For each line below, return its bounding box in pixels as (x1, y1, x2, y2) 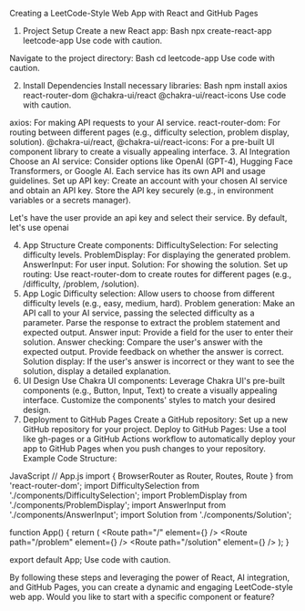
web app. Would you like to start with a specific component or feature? (9, 592, 275, 602)
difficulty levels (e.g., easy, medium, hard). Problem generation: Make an (22, 298, 296, 308)
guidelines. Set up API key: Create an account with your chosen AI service (9, 175, 289, 186)
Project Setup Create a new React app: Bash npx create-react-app (22, 26, 272, 36)
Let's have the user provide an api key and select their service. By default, (9, 212, 288, 223)
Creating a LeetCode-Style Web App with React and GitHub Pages (9, 8, 259, 18)
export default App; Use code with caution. (9, 554, 171, 564)
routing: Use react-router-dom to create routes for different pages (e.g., (22, 269, 292, 279)
